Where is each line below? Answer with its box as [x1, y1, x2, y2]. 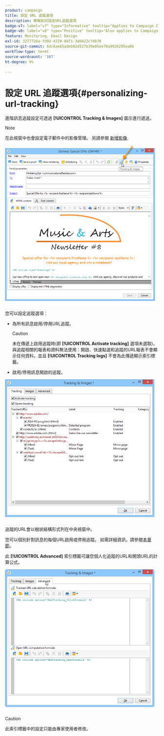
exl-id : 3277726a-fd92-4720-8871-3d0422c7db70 [5, 39, 102, 44]
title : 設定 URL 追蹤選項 [5, 13, 54, 18]
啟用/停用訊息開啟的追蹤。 [12, 369, 65, 375]
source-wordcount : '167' [5, 54, 56, 59]
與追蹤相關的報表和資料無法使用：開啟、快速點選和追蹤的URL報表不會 [12, 346, 154, 352]
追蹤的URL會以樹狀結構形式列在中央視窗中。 [5, 526, 95, 532]
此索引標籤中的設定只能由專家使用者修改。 [5, 726, 91, 732]
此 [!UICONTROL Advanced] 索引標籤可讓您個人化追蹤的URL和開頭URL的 [5, 553, 154, 559]
